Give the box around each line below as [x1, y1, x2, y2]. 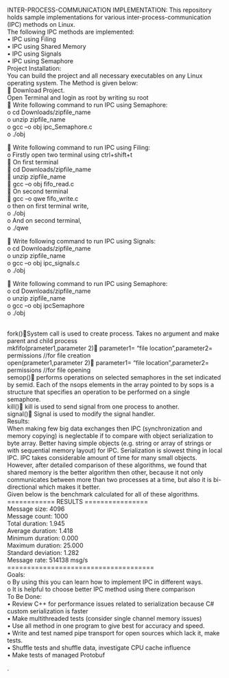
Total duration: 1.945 [7, 519, 65, 527]
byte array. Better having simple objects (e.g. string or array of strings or [7, 439, 212, 447]
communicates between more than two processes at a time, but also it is [7, 476, 213, 483]
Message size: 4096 [7, 505, 65, 513]
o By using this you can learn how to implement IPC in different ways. [7, 578, 204, 586]
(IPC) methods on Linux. [7, 21, 75, 28]
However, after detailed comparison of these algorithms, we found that [7, 461, 207, 469]
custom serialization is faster [7, 607, 88, 615]
